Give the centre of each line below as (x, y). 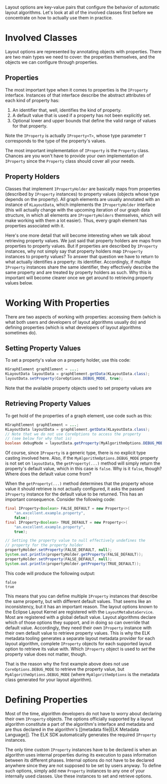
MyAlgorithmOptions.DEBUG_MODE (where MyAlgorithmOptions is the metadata (83, 674)
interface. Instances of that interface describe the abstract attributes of (78, 95)
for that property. (30, 126)
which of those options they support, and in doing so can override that (77, 622)
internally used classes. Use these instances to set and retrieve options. (79, 776)
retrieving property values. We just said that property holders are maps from (83, 240)
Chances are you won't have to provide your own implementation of (75, 156)
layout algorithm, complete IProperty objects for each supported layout (78, 643)
